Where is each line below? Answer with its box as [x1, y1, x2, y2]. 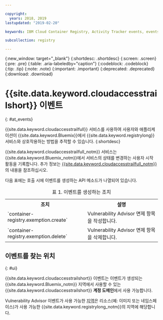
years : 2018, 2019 [9, 16, 47, 21]
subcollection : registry [5, 38, 55, 43]
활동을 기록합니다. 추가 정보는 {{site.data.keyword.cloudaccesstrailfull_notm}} [5, 161, 157, 167]
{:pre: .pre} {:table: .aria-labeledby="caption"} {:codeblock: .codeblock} [5, 61, 149, 67]
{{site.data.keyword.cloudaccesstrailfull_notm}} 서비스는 [5, 149, 117, 155]
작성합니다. [93, 217, 117, 224]
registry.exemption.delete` [7, 233, 67, 240]
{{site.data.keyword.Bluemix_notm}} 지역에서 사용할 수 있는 [5, 281, 121, 287]
